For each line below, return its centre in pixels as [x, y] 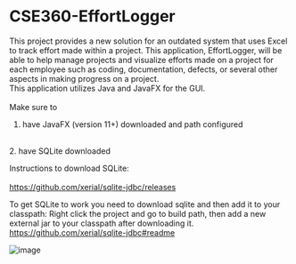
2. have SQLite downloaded [60, 151]
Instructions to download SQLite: [69, 168]
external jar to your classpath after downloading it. [102, 223]
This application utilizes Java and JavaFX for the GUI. [107, 88]
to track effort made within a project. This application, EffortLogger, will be [146, 50]
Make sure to [33, 107]
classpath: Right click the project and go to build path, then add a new [138, 213]
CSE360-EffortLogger [92, 16]
